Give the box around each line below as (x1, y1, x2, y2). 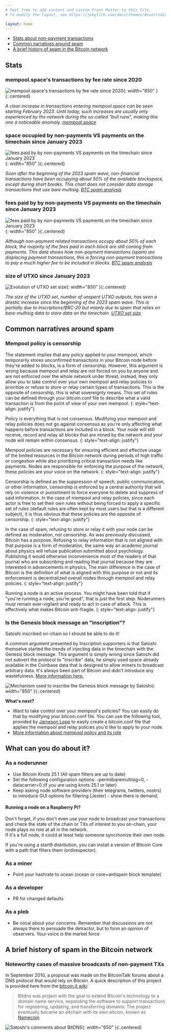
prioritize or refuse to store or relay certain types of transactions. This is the (5, 384, 164, 390)
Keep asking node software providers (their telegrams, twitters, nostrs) (12, 787, 162, 793)
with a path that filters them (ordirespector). (5, 847, 97, 853)
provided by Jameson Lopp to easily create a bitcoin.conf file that (12, 718, 151, 725)
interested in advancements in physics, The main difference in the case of (5, 564, 160, 570)
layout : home (5, 21, 33, 26)
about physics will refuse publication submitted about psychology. (5, 548, 144, 554)
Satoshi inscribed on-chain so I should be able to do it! (5, 630, 120, 637)
